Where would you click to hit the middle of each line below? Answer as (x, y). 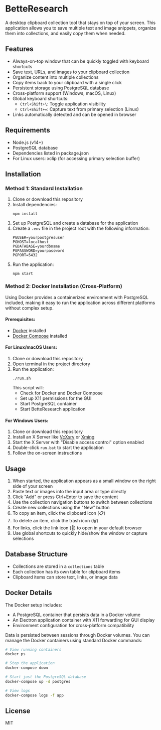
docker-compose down (27, 668)
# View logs (18, 690)
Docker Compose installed (40, 336)
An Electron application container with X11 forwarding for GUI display (84, 620)
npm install (25, 214)
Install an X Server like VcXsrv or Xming (53, 437)
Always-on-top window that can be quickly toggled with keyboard (81, 61)
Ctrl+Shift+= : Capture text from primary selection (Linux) (79, 109)
